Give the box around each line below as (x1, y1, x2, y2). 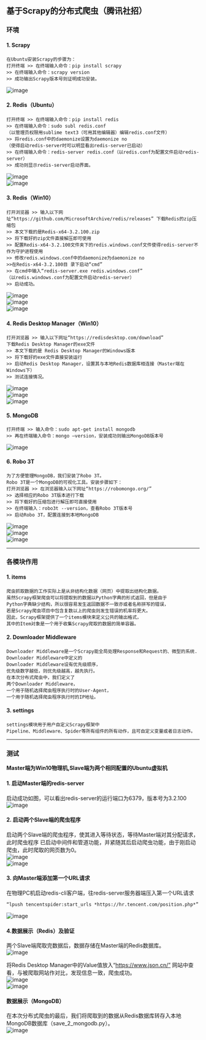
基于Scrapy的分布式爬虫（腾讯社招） (6, 6, 147, 17)
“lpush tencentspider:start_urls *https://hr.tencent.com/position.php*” (6, 901, 199, 907)
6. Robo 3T (6, 458, 35, 465)
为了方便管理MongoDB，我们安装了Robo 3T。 (6, 472, 104, 479)
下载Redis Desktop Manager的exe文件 (6, 341, 96, 348)
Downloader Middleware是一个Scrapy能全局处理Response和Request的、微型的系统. (6, 648, 198, 655)
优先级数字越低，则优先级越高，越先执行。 (6, 668, 98, 674)
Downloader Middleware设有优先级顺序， (6, 661, 101, 668)
